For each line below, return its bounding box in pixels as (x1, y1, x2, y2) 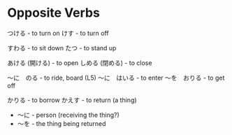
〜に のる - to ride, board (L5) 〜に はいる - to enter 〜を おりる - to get (7, 73, 225, 82)
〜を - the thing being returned (17, 119, 106, 127)
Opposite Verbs (7, 5, 100, 21)
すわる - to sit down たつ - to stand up (7, 43, 117, 52)
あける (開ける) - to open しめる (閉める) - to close (7, 58, 152, 67)
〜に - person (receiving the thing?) (17, 111, 120, 119)
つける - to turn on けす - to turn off (7, 29, 110, 37)
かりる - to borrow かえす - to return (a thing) (7, 96, 138, 104)
